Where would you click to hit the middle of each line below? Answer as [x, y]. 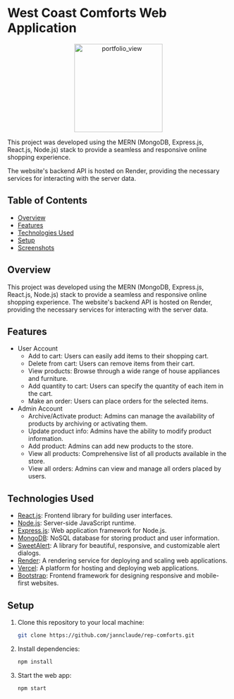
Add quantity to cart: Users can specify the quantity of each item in [126, 386]
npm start [32, 688]
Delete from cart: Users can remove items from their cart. [111, 364]
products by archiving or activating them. [88, 424]
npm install [35, 662]
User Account [38, 348]
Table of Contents [48, 200]
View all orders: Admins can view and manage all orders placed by [125, 469]
